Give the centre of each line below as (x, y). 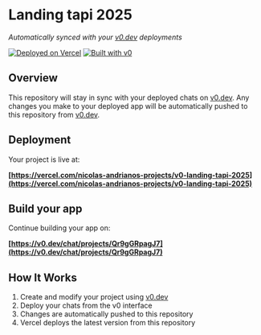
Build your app (45, 208)
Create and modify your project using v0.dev (94, 297)
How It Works (43, 277)
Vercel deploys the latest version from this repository (108, 323)
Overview (33, 78)
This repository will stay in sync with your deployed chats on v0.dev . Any (129, 97)
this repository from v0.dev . (54, 114)
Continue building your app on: (59, 228)
